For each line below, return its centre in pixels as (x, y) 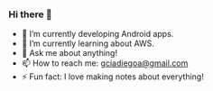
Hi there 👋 (31, 14)
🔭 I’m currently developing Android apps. (97, 34)
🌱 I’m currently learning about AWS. (88, 43)
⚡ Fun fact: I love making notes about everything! (112, 77)
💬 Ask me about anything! (69, 53)
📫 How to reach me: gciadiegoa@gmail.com (105, 63)
